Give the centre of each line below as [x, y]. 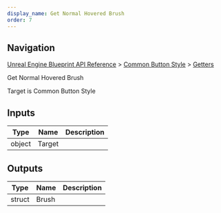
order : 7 [20, 20]
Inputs [21, 113]
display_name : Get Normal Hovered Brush [66, 13]
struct [20, 199]
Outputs [25, 169]
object [21, 144]
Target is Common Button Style [52, 91]
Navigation [31, 48]
